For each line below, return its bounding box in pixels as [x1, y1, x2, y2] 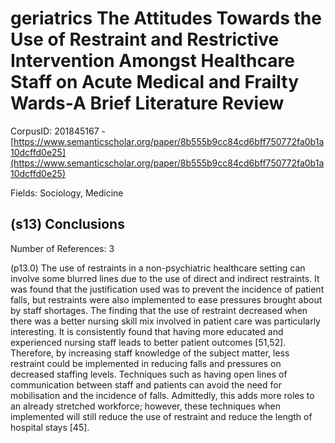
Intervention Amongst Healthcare [10, 50, 295, 72]
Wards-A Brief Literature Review [10, 92, 285, 115]
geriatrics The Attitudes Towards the [10, 7, 322, 30]
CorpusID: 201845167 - [10, 125, 106, 137]
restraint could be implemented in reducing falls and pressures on [10, 357, 282, 369]
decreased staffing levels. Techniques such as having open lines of [10, 368, 288, 380]
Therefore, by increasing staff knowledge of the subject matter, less [10, 347, 290, 359]
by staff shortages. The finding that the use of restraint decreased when [10, 304, 308, 316]
